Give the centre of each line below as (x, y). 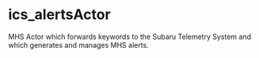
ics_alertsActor (59, 15)
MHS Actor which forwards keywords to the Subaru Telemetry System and (130, 37)
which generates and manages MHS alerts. (78, 44)
